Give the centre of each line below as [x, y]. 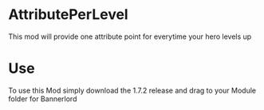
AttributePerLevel [69, 15]
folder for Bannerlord [43, 99]
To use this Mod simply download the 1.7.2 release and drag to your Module [132, 90]
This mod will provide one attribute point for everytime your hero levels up [130, 36]
